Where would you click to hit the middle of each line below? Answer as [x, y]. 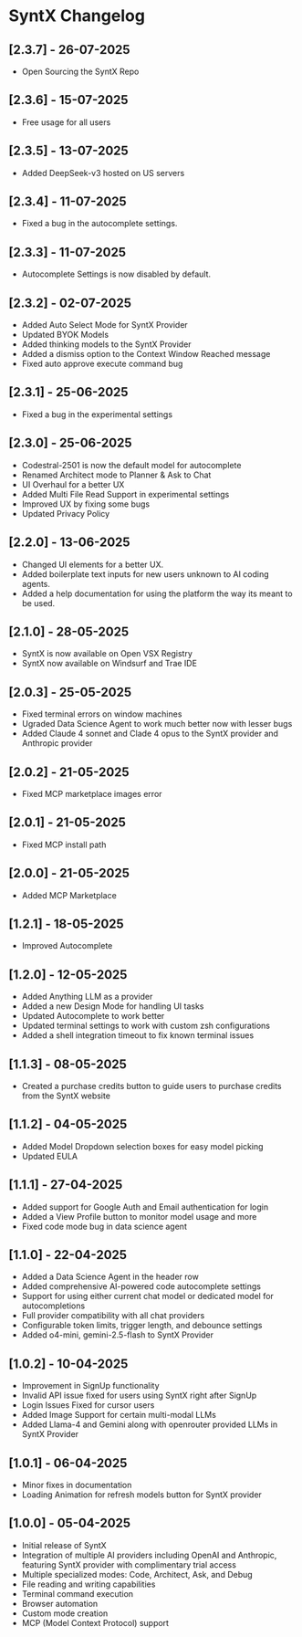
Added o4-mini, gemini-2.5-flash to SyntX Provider [117, 1335]
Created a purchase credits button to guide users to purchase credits [151, 1086]
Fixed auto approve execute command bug [102, 364]
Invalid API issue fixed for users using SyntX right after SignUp [139, 1396]
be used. [38, 603]
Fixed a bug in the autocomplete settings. [99, 224]
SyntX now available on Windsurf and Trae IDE [109, 664]
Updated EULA [50, 1156]
